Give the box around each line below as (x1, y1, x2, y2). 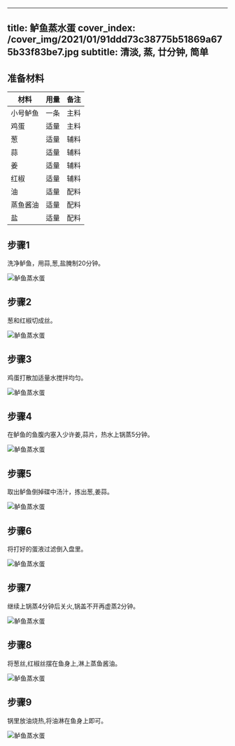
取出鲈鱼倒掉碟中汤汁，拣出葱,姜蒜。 (7, 487, 114, 496)
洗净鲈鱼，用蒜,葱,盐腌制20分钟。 (7, 259, 105, 268)
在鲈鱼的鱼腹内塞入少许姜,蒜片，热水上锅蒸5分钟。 (7, 431, 154, 439)
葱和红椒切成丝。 (7, 316, 57, 324)
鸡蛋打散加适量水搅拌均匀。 (7, 373, 87, 382)
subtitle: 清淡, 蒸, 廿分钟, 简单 (80, 46, 208, 58)
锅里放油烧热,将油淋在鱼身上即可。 (7, 716, 108, 724)
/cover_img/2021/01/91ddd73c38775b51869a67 (7, 34, 222, 45)
